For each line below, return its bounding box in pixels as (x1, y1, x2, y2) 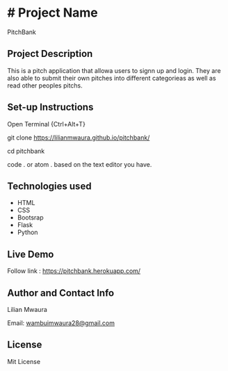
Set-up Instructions (7, 101, 94, 113)
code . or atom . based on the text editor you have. (7, 160, 152, 168)
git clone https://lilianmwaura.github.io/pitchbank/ (7, 133, 150, 142)
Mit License (7, 357, 40, 365)
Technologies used (7, 180, 92, 192)
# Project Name (7, 5, 99, 21)
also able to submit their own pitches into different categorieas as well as (7, 74, 217, 82)
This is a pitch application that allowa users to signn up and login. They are (7, 66, 221, 74)
